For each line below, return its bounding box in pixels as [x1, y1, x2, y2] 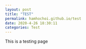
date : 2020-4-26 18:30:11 [5, 20, 57, 26]
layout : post [5, 7, 32, 12]
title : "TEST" [5, 12, 34, 16]
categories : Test [5, 25, 40, 30]
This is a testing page [5, 38, 48, 44]
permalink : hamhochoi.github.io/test [5, 16, 82, 21]
